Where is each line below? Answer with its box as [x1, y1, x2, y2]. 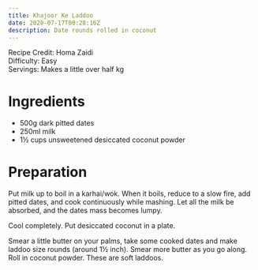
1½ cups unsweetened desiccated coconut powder [19, 135, 185, 144]
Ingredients [8, 92, 85, 111]
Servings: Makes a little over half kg [8, 65, 125, 74]
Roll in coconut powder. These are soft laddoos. [8, 253, 163, 263]
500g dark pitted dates [19, 118, 95, 128]
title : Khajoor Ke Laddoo [8, 11, 93, 20]
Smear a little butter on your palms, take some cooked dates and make [8, 236, 238, 246]
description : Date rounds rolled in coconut [8, 26, 157, 34]
